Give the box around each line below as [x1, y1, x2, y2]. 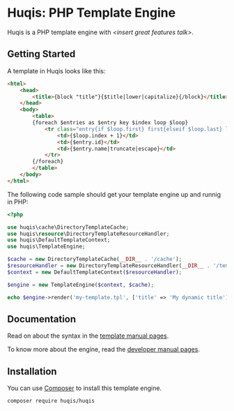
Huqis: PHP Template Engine [7, 5, 176, 21]
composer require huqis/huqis [7, 398, 95, 405]
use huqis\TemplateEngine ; [7, 243, 86, 251]
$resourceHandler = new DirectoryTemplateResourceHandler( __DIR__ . [7, 262, 210, 269]
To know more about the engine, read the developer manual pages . [7, 345, 201, 354]
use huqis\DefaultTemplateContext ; [7, 237, 111, 244]
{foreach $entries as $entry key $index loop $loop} [32, 119, 189, 126]
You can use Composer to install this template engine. [7, 384, 162, 392]
